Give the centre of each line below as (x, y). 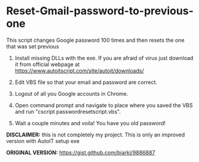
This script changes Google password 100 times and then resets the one (95, 40)
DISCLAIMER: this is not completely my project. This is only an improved (96, 135)
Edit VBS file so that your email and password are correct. (86, 82)
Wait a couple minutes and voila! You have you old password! (90, 123)
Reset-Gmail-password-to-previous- (100, 11)
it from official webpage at (47, 64)
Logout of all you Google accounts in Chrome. (71, 94)
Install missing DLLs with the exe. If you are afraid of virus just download (104, 58)
